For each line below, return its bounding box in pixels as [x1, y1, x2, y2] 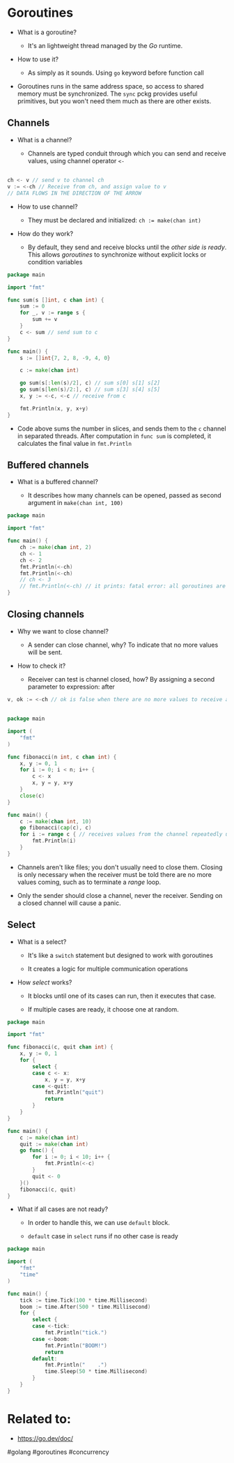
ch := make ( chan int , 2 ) [19, 544, 92, 551]
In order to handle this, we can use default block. [27, 1219, 171, 1227]
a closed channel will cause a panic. [17, 899, 122, 907]
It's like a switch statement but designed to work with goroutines [27, 951, 214, 959]
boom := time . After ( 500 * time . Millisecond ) [19, 1303, 151, 1310]
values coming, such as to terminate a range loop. [17, 878, 162, 886]
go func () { [19, 1147, 54, 1154]
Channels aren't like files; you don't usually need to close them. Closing [17, 863, 223, 871]
